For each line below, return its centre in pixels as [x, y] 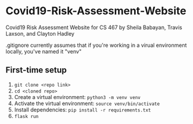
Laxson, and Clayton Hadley [40, 33]
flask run [27, 116]
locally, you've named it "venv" [43, 51]
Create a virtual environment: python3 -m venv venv [77, 97]
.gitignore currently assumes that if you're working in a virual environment [96, 45]
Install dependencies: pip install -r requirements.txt [83, 109]
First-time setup [36, 70]
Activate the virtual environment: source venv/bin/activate [87, 103]
